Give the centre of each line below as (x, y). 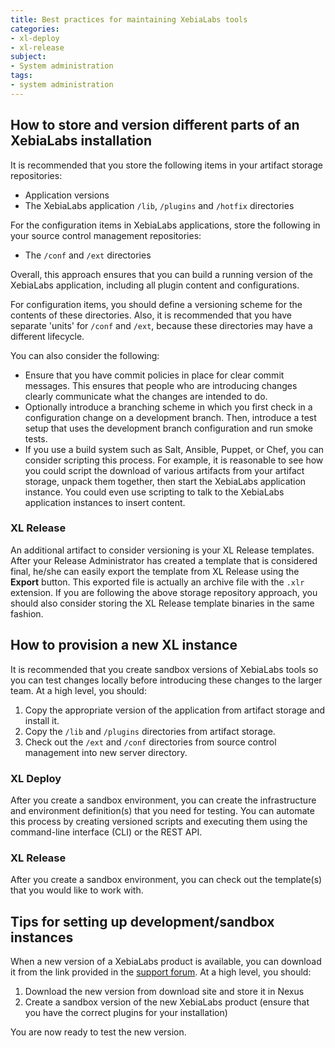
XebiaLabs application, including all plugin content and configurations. (155, 285)
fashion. (27, 613)
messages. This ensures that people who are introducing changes (161, 385)
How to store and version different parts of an (155, 125)
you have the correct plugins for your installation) (126, 1013)
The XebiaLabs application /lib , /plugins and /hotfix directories (159, 205)
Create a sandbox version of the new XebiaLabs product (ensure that (167, 1002)
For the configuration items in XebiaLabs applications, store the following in (165, 225)
